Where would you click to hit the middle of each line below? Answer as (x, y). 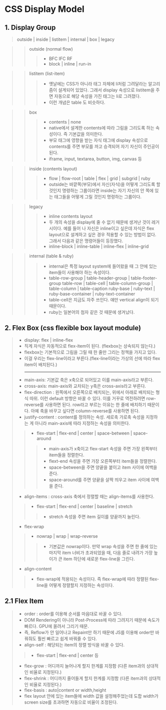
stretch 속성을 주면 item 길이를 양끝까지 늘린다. (95, 516)
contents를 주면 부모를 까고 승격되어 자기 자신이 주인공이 (104, 146)
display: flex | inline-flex (49, 340)
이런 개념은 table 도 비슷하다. (77, 102)
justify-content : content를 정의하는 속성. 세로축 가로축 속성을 (84, 417)
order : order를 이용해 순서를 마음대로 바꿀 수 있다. (73, 614)
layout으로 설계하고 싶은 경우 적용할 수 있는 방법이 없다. (103, 235)
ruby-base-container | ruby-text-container (92, 294)
